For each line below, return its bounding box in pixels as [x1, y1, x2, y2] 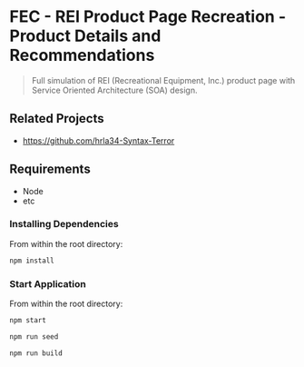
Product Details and [9, 25, 162, 46]
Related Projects [9, 111, 104, 126]
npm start [9, 316, 47, 325]
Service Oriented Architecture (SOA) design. [31, 84, 198, 95]
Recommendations [9, 45, 155, 65]
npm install [9, 256, 54, 265]
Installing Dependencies [9, 218, 120, 231]
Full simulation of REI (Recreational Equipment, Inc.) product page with [31, 74, 296, 85]
